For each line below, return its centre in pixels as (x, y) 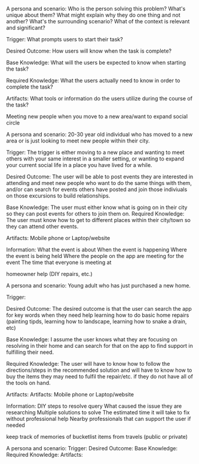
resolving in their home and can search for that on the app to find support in (99, 346)
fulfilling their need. (30, 352)
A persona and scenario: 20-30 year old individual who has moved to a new (99, 134)
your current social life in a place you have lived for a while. (79, 165)
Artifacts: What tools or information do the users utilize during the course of (99, 98)
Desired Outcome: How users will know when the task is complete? (89, 51)
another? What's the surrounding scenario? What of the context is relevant (98, 21)
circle (13, 123)
